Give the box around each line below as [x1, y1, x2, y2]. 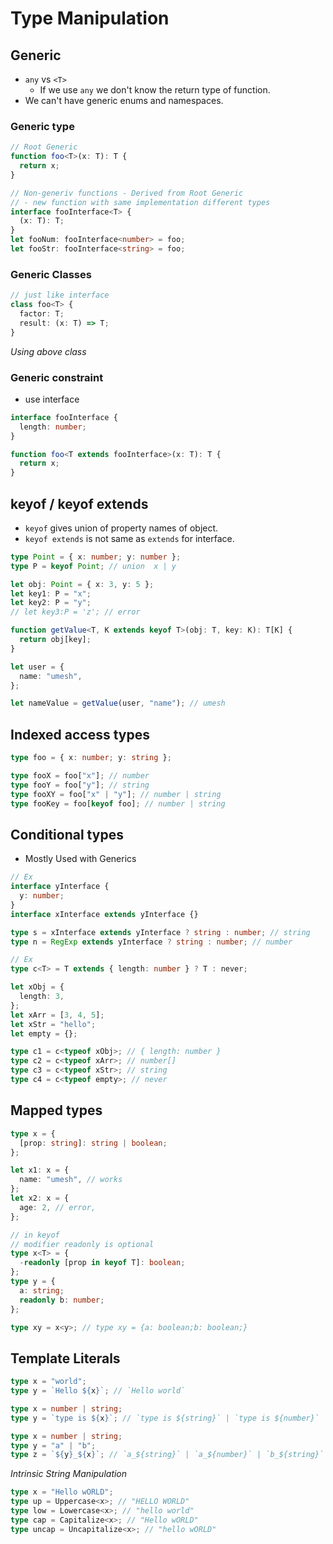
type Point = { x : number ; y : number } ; [10, 552, 182, 562]
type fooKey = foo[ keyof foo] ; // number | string [10, 798, 226, 809]
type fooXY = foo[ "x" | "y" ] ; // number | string [10, 789, 222, 799]
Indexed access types [10, 726, 150, 743]
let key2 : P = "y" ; [10, 598, 92, 608]
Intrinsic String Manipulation [10, 1468, 128, 1480]
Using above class [10, 345, 87, 357]
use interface [24, 393, 80, 405]
